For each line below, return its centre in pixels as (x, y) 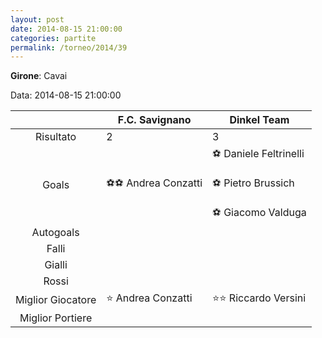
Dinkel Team (259, 120)
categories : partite (53, 38)
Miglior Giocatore (56, 299)
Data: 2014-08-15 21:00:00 (66, 95)
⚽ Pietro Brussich (253, 183)
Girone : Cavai (39, 76)
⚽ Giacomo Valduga (259, 213)
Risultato (56, 137)
